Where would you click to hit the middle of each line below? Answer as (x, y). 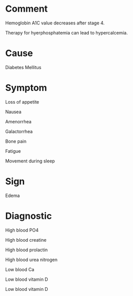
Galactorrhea (19, 131)
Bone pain (16, 141)
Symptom (26, 88)
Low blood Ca (20, 269)
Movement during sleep (30, 161)
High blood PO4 (22, 230)
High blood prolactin (27, 250)
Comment (27, 9)
